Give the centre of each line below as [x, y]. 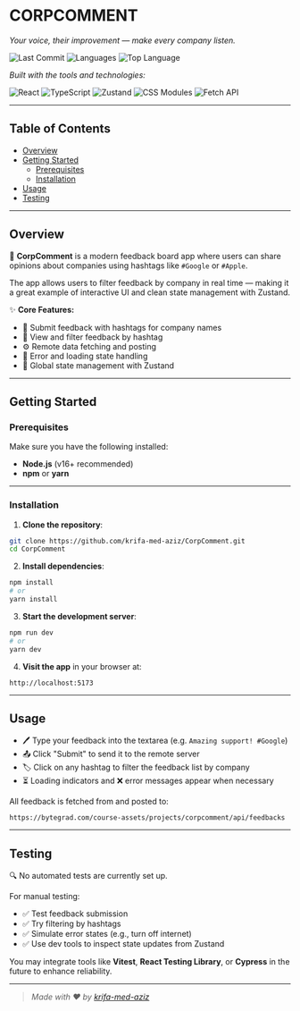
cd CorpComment [37, 549]
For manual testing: [45, 897]
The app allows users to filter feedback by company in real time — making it [149, 282]
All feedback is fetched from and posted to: [89, 802]
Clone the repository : [62, 525]
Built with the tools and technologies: [77, 75]
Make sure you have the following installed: [89, 447]
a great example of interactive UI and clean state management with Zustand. [150, 292]
